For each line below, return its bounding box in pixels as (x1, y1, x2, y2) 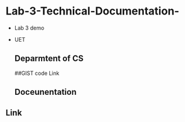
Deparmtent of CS (14, 53, 84, 64)
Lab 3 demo (14, 24, 45, 31)
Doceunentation (14, 87, 77, 97)
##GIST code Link (14, 69, 60, 77)
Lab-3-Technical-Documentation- (5, 4, 180, 18)
